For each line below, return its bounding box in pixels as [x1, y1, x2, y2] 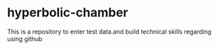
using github [7, 34, 43, 42]
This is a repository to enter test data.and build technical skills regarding [7, 27, 212, 36]
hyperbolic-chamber [7, 5, 129, 21]
